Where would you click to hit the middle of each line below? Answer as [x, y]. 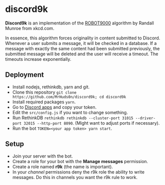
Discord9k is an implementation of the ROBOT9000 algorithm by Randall [80, 23]
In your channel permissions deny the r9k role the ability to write [79, 172]
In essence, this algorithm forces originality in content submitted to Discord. [83, 38]
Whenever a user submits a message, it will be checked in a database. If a [81, 43]
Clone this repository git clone [44, 92]
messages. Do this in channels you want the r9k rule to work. [75, 177]
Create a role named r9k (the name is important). [63, 167]
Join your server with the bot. [42, 156]
